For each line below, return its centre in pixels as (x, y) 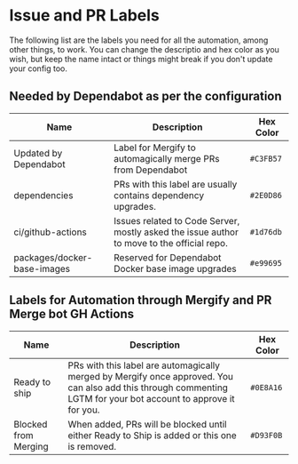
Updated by (38, 153)
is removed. (92, 446)
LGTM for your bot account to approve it (151, 398)
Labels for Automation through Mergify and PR (141, 300)
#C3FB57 (266, 158)
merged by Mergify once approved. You (150, 376)
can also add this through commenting (148, 388)
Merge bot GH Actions (72, 314)
